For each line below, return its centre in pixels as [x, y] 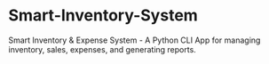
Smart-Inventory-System [103, 16]
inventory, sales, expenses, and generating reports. [102, 49]
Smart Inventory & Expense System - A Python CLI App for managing [134, 40]
